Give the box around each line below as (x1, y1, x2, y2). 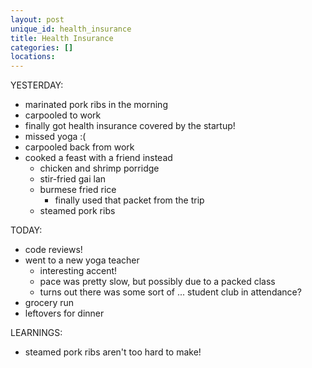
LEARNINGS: (10, 327, 63, 339)
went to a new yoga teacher (24, 254, 140, 266)
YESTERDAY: (10, 79, 64, 91)
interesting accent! (39, 265, 118, 277)
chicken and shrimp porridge (39, 162, 160, 175)
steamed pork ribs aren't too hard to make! (24, 346, 202, 358)
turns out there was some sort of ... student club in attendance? (39, 286, 302, 298)
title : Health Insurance (10, 33, 114, 43)
